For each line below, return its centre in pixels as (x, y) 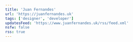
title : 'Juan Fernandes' (31, 9)
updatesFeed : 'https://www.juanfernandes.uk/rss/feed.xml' (67, 23)
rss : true (15, 32)
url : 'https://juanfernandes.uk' (39, 14)
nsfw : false (17, 28)
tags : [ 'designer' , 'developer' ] (39, 18)
